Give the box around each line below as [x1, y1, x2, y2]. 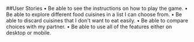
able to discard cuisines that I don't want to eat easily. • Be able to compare [6, 17, 189, 24]
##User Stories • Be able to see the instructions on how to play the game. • [6, 5, 188, 12]
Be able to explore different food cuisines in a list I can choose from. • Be [6, 11, 182, 18]
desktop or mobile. [6, 29, 51, 36]
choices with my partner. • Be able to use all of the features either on [6, 23, 172, 30]
